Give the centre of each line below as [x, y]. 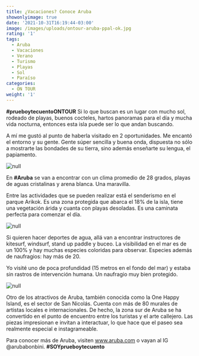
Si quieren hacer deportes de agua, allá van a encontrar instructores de [94, 237]
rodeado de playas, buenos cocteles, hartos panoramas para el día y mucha [99, 118]
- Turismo [23, 61]
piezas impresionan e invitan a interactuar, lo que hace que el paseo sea [94, 322]
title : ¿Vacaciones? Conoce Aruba [49, 12]
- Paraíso [23, 78]
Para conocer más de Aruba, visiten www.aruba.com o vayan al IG [87, 340]
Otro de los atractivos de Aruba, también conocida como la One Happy [93, 297]
